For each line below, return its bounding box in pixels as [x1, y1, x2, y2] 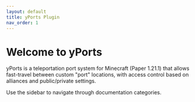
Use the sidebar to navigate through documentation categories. [6, 89, 162, 96]
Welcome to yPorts [6, 45, 102, 59]
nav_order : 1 [6, 20, 39, 26]
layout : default [6, 8, 46, 15]
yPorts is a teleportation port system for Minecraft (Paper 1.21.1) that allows [6, 65, 190, 72]
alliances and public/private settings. [6, 78, 96, 85]
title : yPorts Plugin [6, 14, 60, 20]
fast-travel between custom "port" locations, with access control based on [6, 71, 189, 78]
